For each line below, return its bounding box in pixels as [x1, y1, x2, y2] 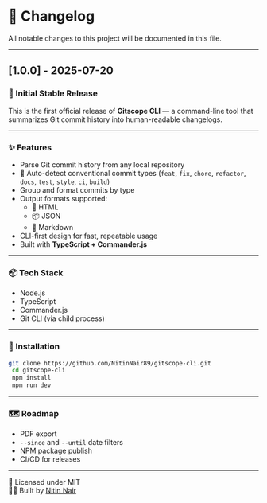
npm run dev [11, 381, 52, 389]
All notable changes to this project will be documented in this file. [8, 33, 222, 43]
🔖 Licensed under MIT [8, 478, 81, 487]
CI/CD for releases [19, 454, 81, 464]
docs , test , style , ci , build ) [19, 177, 110, 186]
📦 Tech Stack [8, 267, 64, 278]
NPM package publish [19, 446, 93, 456]
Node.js [19, 288, 46, 298]
